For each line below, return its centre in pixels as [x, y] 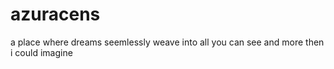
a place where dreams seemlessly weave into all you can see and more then [167, 42]
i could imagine [41, 52]
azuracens [55, 14]
